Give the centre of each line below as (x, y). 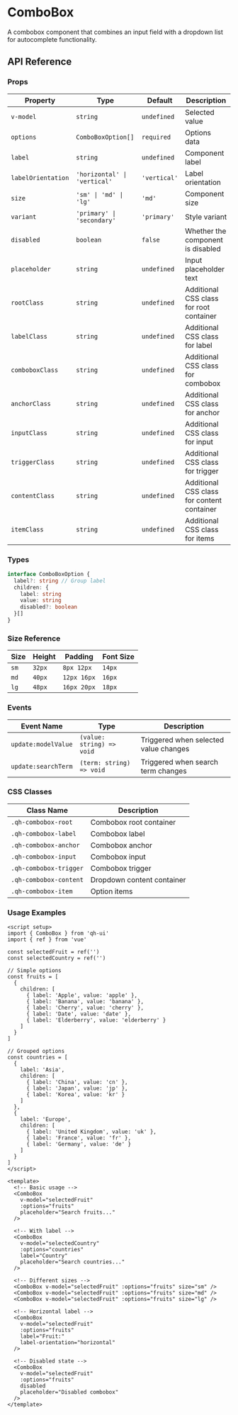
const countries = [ (38, 1058)
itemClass (27, 529)
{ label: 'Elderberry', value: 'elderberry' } (96, 1020)
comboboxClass (35, 370)
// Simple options (34, 971)
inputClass (29, 433)
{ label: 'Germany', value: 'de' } (79, 1144)
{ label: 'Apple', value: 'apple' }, (82, 996)
